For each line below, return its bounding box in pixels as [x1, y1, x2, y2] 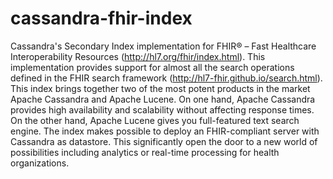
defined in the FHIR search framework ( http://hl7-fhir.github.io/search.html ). [10, 72, 323, 84]
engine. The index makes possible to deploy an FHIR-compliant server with [10, 125, 320, 137]
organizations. [10, 157, 70, 169]
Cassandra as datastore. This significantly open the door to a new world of [10, 135, 318, 147]
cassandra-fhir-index [10, 7, 193, 30]
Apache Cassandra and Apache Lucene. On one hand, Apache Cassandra [10, 93, 316, 105]
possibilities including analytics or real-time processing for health [10, 146, 280, 158]
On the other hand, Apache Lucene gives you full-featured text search [10, 114, 300, 126]
